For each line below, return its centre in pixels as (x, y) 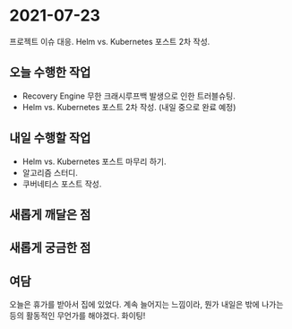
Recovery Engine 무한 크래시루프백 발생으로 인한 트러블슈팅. (129, 96)
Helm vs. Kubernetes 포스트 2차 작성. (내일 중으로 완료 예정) (129, 107)
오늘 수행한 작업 (50, 73)
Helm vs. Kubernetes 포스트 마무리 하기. (94, 161)
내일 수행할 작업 (50, 139)
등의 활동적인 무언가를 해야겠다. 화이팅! (77, 316)
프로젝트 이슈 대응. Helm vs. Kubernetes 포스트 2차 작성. (110, 41)
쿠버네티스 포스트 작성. (62, 184)
